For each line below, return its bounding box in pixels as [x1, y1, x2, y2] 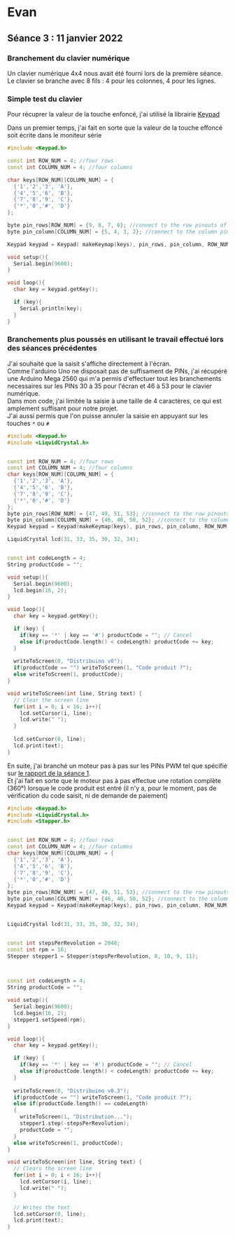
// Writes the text [13, 1204, 71, 1211]
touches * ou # [7, 419, 50, 427]
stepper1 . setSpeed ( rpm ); [13, 1016, 86, 1023]
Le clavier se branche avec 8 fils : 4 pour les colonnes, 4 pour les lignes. [7, 76, 216, 85]
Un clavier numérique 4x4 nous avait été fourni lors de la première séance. [7, 69, 223, 77]
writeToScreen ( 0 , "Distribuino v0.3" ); [13, 1087, 130, 1095]
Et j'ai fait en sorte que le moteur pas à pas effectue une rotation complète [7, 776, 222, 784]
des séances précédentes [7, 343, 97, 353]
